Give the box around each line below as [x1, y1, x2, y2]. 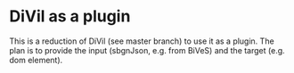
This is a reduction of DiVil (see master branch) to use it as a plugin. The [9, 36, 274, 46]
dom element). [9, 54, 63, 65]
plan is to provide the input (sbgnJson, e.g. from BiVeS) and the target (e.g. [9, 45, 285, 55]
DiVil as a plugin [9, 6, 131, 27]
